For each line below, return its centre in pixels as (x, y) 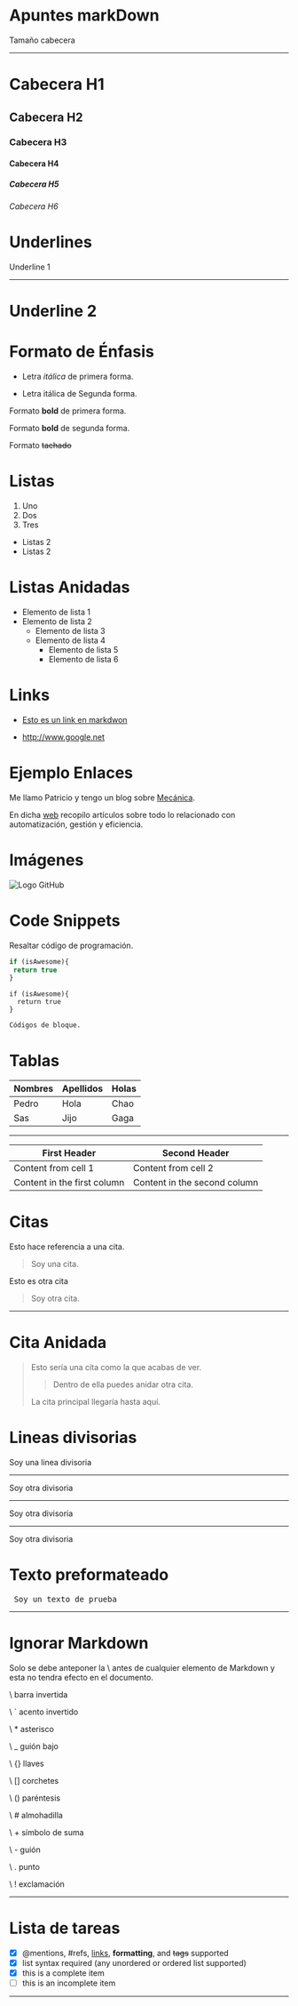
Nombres (34, 1088)
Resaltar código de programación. (71, 945)
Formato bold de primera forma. (68, 411)
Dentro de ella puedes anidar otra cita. (123, 1384)
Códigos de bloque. (45, 1025)
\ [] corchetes (34, 1780)
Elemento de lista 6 (83, 659)
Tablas (35, 1060)
